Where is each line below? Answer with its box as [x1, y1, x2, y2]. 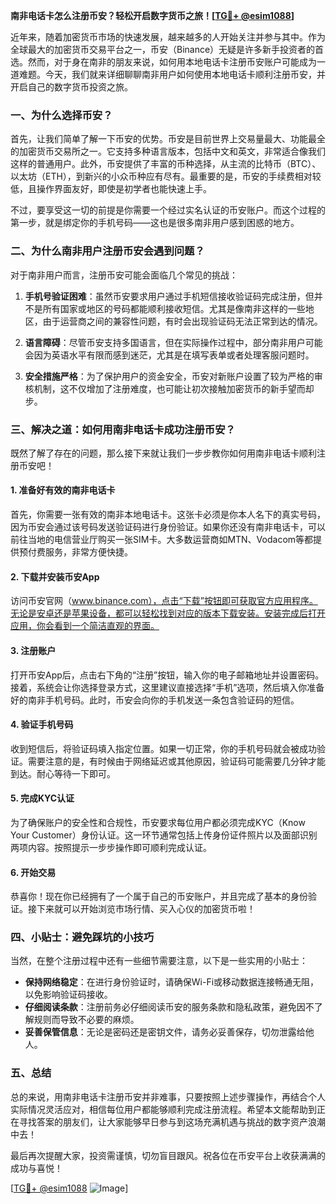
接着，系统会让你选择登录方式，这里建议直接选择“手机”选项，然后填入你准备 [10, 681, 325, 693]
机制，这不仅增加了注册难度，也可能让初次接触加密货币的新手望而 [33, 382, 306, 394]
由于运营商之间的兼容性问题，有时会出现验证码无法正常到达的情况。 [42, 315, 323, 327]
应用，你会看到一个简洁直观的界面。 [10, 620, 160, 632]
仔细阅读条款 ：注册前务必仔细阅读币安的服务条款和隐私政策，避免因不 [24, 1001, 315, 1013]
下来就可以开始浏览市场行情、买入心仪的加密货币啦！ [36, 903, 256, 915]
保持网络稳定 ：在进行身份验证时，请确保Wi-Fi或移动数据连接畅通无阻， [24, 976, 320, 988]
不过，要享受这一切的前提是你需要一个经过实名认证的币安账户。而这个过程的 [10, 204, 326, 216]
